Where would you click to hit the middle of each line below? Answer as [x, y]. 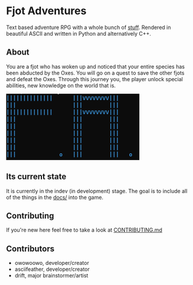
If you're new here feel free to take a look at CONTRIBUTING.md [84, 230]
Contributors [30, 249]
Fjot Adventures [46, 11]
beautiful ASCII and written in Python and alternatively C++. [79, 33]
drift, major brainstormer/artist [51, 276]
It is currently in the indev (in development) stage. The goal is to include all [97, 191]
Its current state [36, 177]
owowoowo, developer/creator [52, 263]
